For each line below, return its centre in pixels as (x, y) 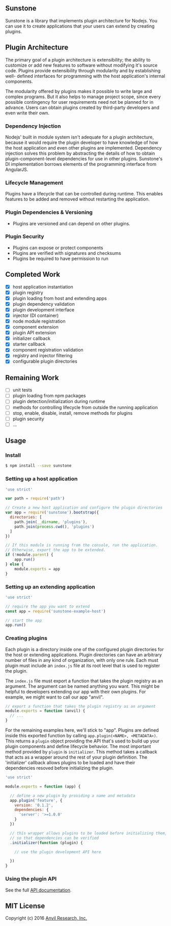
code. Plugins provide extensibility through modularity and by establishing (83, 70)
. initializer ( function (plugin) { (46, 843)
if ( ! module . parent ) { (29, 555)
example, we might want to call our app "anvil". (54, 697)
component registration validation (48, 350)
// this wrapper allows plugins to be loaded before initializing (82, 833)
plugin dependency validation (44, 304)
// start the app (24, 620)
